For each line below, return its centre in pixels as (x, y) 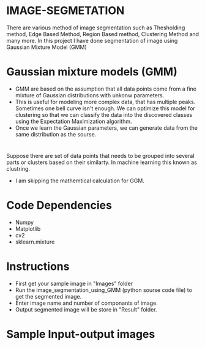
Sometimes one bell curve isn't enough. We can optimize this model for (105, 108)
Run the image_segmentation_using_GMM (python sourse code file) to (104, 290)
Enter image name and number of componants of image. (86, 303)
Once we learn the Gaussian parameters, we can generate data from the (106, 128)
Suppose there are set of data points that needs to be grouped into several (100, 156)
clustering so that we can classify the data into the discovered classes (104, 114)
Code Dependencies (59, 205)
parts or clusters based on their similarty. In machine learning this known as (102, 162)
